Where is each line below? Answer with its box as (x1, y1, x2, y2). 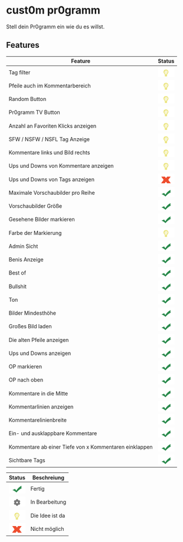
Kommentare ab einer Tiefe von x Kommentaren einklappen (8, 443, 153, 450)
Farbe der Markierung (8, 229, 62, 236)
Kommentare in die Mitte (8, 390, 68, 397)
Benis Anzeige (8, 256, 44, 263)
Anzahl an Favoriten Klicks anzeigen (8, 122, 97, 129)
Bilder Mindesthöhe (8, 309, 56, 316)
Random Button (8, 96, 47, 102)
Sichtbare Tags (8, 456, 45, 463)
